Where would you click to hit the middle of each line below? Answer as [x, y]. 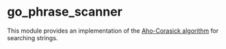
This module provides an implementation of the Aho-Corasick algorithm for [113, 31]
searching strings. [33, 37]
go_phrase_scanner [65, 12]
